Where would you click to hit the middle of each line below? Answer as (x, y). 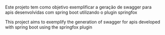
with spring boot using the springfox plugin (49, 27)
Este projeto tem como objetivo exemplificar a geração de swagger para (78, 7)
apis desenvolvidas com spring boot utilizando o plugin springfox (71, 12)
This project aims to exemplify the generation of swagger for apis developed (83, 22)
